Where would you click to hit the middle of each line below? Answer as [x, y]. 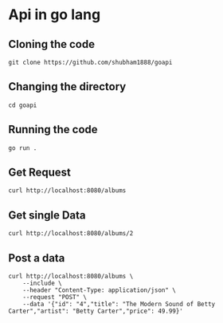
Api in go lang [55, 15]
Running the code [53, 130]
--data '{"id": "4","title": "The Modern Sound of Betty [119, 305]
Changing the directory [67, 87]
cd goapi [23, 105]
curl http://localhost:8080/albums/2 [71, 234]
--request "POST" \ [55, 297]
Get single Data [47, 215]
